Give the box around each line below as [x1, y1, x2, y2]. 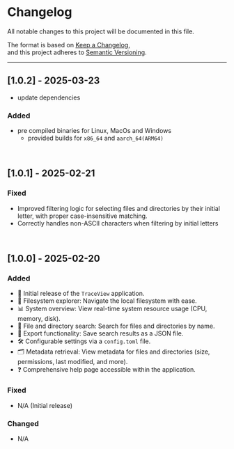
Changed [7, 418, 40, 428]
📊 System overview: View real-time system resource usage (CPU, [17, 304, 208, 313]
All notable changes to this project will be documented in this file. [7, 27, 195, 36]
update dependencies [17, 93, 81, 102]
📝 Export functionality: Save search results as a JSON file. [17, 329, 184, 338]
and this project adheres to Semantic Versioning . [7, 48, 148, 56]
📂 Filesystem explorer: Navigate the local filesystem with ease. [17, 297, 197, 305]
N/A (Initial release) [17, 401, 73, 409]
